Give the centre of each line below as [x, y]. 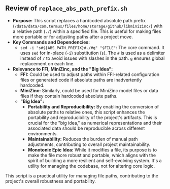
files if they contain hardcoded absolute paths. [69, 96]
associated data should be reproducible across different [86, 128]
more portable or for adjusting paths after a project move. [73, 36]
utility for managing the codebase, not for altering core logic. [91, 166]
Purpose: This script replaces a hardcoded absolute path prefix [79, 20]
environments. [43, 133]
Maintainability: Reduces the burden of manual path [83, 139]
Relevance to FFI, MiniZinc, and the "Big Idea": [63, 69]
